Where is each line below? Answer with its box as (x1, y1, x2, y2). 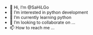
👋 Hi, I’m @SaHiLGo (9, 5, 49, 10)
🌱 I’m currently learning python (9, 15, 72, 20)
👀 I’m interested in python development (9, 9, 88, 15)
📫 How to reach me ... (9, 25, 55, 30)
